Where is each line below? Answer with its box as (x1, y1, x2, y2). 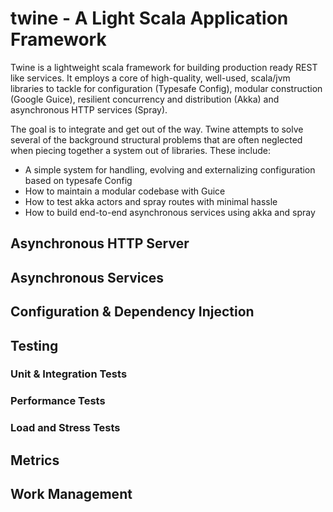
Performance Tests (10, 394, 106, 408)
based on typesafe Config (24, 174, 133, 186)
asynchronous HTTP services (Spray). (10, 103, 168, 116)
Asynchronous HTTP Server (10, 235, 190, 252)
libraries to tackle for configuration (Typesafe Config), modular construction (10, 82, 323, 94)
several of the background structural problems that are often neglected (10, 133, 303, 146)
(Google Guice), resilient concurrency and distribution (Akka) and (10, 93, 280, 105)
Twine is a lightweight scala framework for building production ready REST (10, 61, 318, 73)
